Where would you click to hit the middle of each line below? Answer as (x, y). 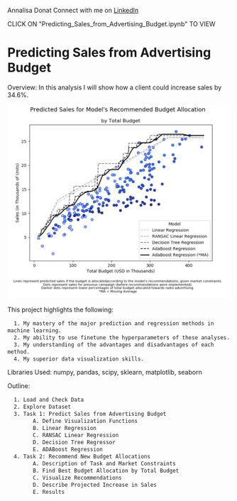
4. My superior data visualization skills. (79, 359)
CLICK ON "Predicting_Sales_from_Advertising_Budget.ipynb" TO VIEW (111, 24)
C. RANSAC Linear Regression (76, 435)
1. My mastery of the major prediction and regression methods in (114, 323)
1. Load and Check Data (49, 400)
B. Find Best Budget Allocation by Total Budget (106, 470)
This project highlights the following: (60, 309)
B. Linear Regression (65, 428)
